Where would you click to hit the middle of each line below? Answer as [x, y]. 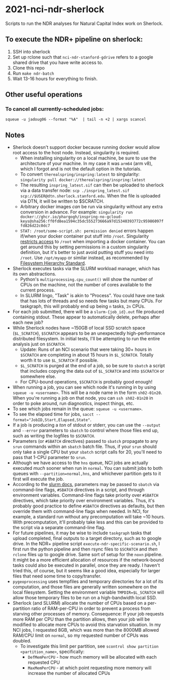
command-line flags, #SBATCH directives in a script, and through [78, 490]
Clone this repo [28, 68]
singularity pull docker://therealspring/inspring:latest [83, 180]
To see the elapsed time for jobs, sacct [53, 414]
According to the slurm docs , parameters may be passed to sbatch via [86, 484]
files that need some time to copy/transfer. [57, 576]
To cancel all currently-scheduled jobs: [55, 109]
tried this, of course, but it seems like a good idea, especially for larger [86, 571]
